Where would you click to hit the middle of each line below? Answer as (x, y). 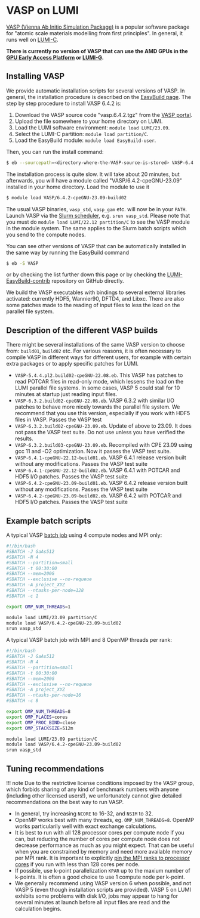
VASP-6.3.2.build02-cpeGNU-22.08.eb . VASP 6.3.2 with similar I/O (95, 401)
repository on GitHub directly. (88, 281)
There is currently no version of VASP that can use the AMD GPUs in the (97, 51)
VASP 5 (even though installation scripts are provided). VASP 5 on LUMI (103, 889)
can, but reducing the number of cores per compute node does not (97, 839)
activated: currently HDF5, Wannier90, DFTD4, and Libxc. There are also (95, 299)
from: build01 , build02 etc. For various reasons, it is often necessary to (93, 351)
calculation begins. (38, 908)
